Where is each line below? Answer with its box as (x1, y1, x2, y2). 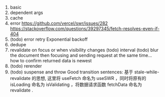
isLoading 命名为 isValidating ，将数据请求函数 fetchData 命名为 (10, 81, 142, 87)
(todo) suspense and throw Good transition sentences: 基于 (10, 69, 133, 75)
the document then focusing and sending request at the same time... (10, 52, 152, 58)
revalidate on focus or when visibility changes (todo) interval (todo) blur (10, 47, 159, 53)
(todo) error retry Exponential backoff (10, 36, 88, 42)
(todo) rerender (10, 63, 42, 69)
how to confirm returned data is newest (10, 58, 92, 63)
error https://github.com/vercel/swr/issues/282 (10, 20, 108, 26)
